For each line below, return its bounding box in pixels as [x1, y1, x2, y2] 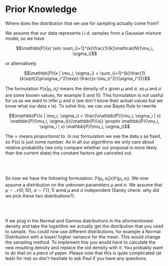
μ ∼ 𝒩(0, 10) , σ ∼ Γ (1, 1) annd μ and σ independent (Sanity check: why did [5, 187, 159, 193]
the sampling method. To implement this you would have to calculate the [5, 239, 156, 245]
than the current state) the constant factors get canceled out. [5, 150, 133, 156]
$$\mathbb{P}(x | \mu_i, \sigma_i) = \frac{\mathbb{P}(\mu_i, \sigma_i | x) [9, 113, 161, 119]
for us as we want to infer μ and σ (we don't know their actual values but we [5, 97, 163, 103]
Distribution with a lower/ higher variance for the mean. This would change [5, 234, 160, 240]
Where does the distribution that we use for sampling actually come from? [5, 20, 159, 26]
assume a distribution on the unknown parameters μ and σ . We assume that [5, 182, 162, 188]
